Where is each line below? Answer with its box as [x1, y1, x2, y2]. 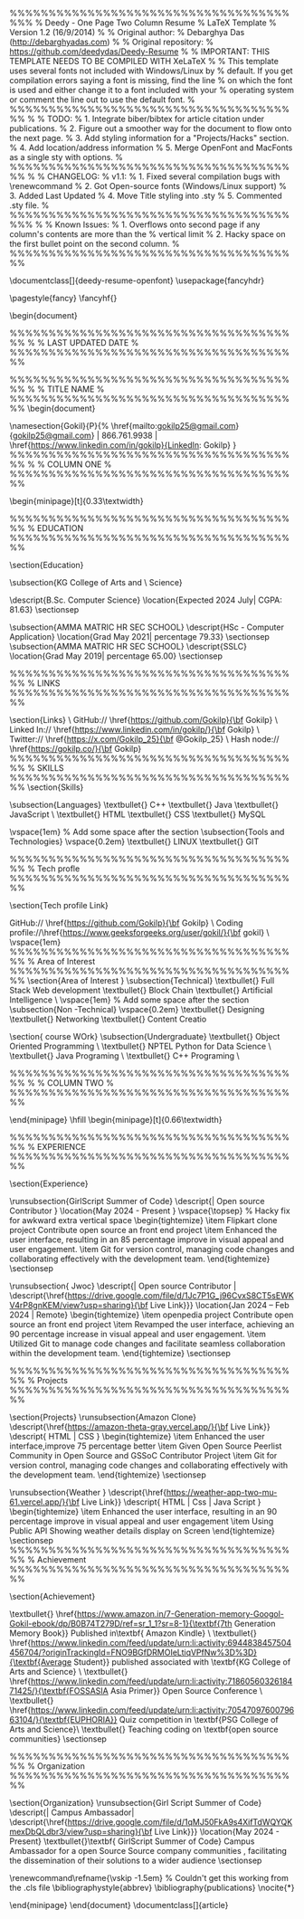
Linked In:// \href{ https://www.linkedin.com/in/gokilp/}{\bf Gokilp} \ [9, 724, 260, 735]
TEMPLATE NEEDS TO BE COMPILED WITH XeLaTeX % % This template [9, 56, 279, 66]
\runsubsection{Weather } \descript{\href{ [9, 1487, 167, 1497]
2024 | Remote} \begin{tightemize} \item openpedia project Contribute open [9, 1309, 294, 1320]
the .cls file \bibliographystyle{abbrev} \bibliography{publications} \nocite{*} [9, 1882, 295, 1893]
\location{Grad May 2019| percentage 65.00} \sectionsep [9, 651, 223, 661]
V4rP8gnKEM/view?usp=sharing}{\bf [9, 1300, 148, 1310]
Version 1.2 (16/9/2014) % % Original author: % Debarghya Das [9, 27, 245, 37]
